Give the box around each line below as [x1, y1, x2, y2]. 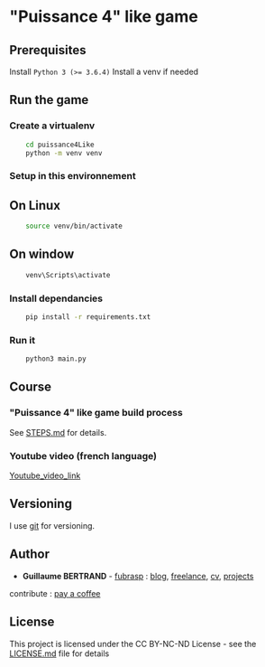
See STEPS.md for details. [9, 427, 107, 437]
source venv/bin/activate [25, 221, 123, 231]
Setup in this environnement [9, 170, 137, 183]
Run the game [9, 92, 89, 108]
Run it [9, 333, 36, 346]
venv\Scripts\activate [25, 270, 111, 279]
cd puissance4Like [25, 140, 95, 149]
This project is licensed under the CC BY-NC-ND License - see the [9, 638, 257, 649]
